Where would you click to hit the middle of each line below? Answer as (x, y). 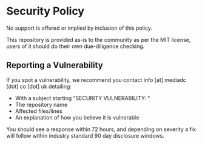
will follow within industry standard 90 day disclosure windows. (86, 135)
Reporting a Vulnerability (55, 65)
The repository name (41, 104)
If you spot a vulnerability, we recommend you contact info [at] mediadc (96, 79)
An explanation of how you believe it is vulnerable (77, 117)
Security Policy (45, 11)
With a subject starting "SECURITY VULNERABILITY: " (82, 98)
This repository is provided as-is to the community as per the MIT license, (99, 39)
